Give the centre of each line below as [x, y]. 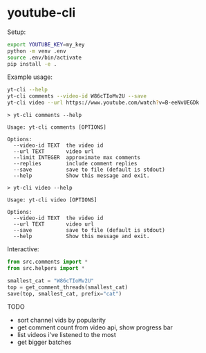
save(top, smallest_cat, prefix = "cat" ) [65, 293]
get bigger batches [44, 342]
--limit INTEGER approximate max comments [77, 158]
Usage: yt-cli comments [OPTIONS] [57, 127]
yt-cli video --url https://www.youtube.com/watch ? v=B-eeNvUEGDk [103, 103]
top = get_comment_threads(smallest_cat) [68, 287]
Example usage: [30, 77]
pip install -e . [32, 64]
